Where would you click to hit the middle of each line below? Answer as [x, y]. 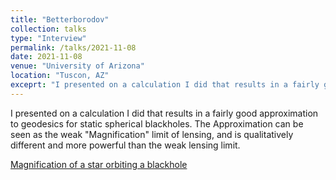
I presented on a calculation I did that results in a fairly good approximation [164, 113]
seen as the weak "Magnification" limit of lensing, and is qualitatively [152, 134]
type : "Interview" [48, 38]
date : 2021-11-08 [46, 57]
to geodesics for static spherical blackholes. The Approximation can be [157, 123]
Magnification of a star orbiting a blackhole [99, 164]
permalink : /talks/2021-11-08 [73, 47]
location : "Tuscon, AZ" [60, 76]
